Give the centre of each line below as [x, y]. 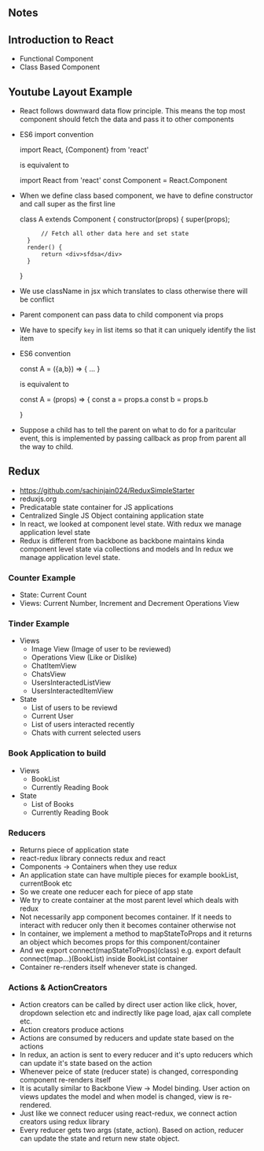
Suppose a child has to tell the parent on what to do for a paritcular [128, 430]
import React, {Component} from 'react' [84, 150]
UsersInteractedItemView [72, 691]
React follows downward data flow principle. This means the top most [132, 111]
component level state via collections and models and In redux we [126, 549]
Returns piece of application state [74, 850]
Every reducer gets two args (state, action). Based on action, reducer [132, 1131]
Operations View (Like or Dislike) [84, 658]
